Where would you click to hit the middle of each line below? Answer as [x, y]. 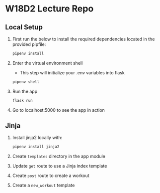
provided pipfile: [29, 44]
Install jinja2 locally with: [37, 138]
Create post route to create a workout [51, 176]
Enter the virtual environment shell [47, 63]
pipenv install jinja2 [36, 147]
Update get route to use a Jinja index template [60, 166]
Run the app [25, 91]
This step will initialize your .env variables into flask [72, 72]
